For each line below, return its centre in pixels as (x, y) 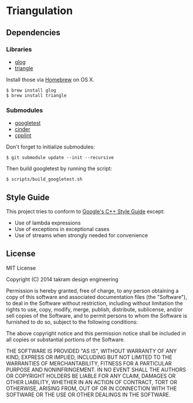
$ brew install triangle (36, 95)
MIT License (21, 268)
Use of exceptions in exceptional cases (62, 229)
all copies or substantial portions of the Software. (65, 340)
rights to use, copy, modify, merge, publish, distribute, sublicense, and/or (94, 309)
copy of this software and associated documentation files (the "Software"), (97, 297)
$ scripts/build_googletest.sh (44, 179)
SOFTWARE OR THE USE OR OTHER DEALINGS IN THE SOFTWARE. (88, 394)
